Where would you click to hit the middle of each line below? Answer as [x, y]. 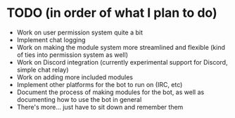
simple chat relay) [43, 70]
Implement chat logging [51, 39]
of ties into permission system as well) [72, 55]
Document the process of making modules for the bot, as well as [110, 92]
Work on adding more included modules [75, 77]
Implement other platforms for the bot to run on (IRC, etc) [100, 84]
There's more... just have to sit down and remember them [100, 107]
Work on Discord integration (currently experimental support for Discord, [122, 62]
